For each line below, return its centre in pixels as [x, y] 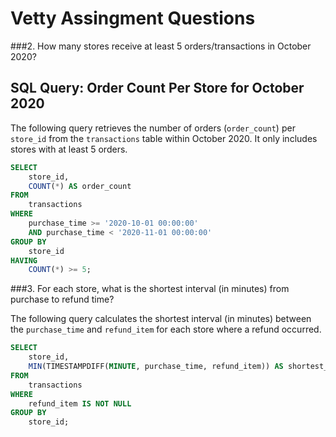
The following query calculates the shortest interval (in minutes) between [161, 319]
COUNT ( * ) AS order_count [80, 186]
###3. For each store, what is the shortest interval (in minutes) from [150, 289]
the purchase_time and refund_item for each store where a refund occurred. [166, 329]
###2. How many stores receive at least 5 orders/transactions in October [161, 46]
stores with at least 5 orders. [69, 149]
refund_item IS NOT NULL [80, 403]
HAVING [24, 260]
